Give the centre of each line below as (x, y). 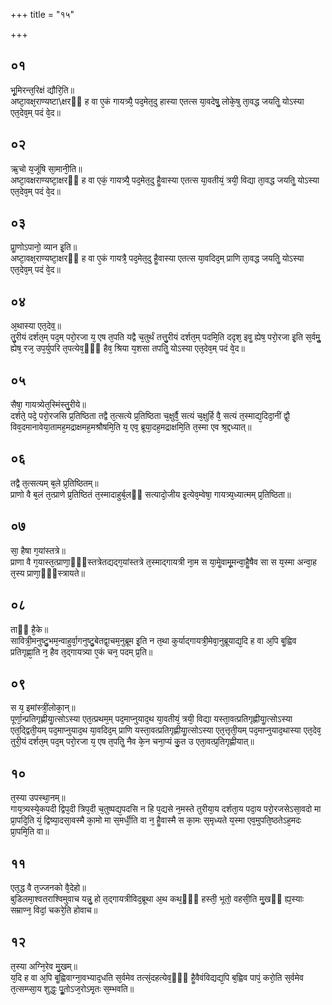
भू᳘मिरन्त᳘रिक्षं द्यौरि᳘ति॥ (42, 90)
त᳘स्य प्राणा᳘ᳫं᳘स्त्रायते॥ (47, 573)
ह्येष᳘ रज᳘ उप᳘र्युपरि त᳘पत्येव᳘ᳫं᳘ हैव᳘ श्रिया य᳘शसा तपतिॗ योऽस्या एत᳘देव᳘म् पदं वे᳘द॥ (127, 348)
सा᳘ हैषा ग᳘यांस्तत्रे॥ (38, 550)
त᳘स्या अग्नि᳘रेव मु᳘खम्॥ (44, 966)
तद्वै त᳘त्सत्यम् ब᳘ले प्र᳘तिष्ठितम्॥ (54, 483)
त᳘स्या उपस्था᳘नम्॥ (38, 798)
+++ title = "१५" (42, 14)
